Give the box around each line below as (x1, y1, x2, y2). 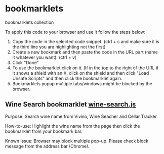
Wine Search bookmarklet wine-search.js (5, 100, 136, 109)
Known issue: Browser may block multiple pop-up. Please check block (5, 138, 149, 144)
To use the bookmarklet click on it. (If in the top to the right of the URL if (12, 65, 159, 71)
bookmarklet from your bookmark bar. (5, 128, 82, 134)
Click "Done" (12, 59, 39, 65)
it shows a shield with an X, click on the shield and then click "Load (12, 70, 149, 76)
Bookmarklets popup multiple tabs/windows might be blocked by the (12, 80, 152, 87)
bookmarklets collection (5, 19, 54, 25)
